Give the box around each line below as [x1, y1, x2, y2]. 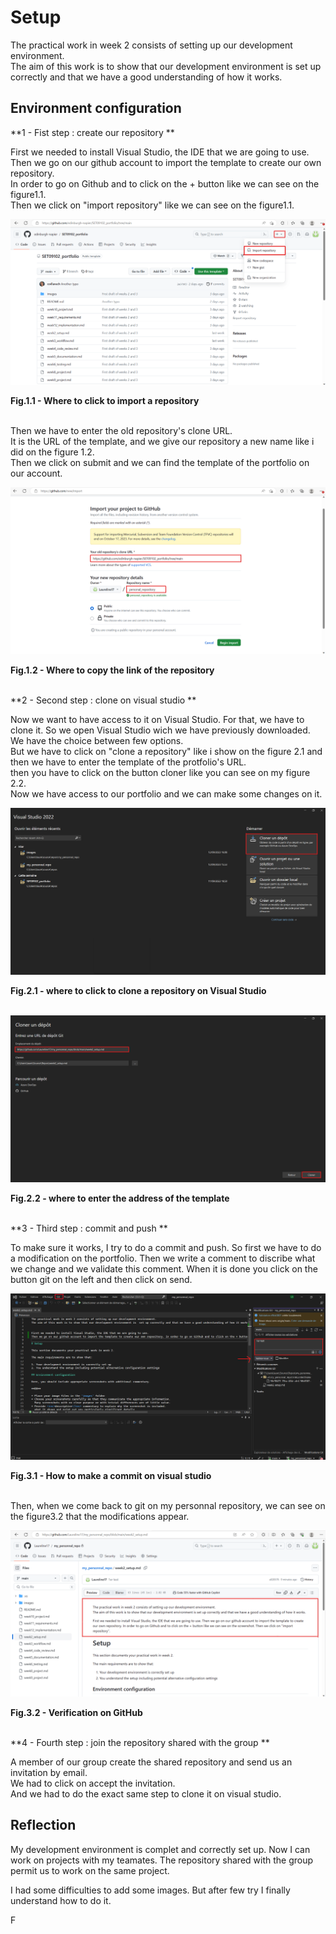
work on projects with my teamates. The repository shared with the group [10, 1854, 314, 1866]
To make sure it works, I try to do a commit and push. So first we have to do [10, 1241, 322, 1253]
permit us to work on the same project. [10, 1864, 170, 1876]
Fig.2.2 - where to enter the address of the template [10, 1192, 230, 1204]
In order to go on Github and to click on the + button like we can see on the [10, 177, 320, 190]
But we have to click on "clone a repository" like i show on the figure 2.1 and [10, 745, 323, 757]
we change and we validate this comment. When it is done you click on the [10, 1262, 318, 1275]
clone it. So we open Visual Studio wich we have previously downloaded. [10, 724, 311, 736]
